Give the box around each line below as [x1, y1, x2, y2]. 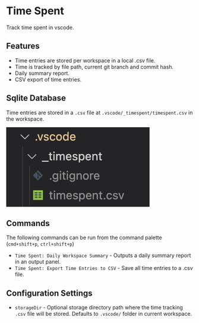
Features [6, 41, 40, 51]
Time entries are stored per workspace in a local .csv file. [14, 57, 156, 64]
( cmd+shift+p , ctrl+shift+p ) [6, 240, 74, 247]
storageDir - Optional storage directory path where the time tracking [14, 304, 183, 311]
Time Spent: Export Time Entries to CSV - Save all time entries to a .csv [14, 265, 193, 272]
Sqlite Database [6, 93, 67, 104]
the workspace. [6, 115, 45, 123]
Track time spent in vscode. [6, 24, 74, 31]
